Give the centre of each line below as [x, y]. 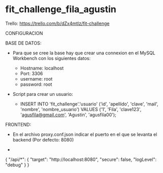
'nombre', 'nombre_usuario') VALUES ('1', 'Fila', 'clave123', [81, 109]
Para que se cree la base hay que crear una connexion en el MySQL [84, 53]
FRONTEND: [18, 124]
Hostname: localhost [42, 68]
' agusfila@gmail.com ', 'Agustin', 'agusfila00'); [68, 115]
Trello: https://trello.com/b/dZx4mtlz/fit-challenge [57, 23]
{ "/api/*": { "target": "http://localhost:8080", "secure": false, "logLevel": [81, 159]
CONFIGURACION [24, 33]
